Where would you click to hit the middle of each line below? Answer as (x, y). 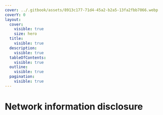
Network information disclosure (74, 107)
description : (23, 48)
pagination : (22, 77)
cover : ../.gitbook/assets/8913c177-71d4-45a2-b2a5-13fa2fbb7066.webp (81, 10)
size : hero (26, 34)
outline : (19, 67)
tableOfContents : (28, 57)
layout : (13, 19)
